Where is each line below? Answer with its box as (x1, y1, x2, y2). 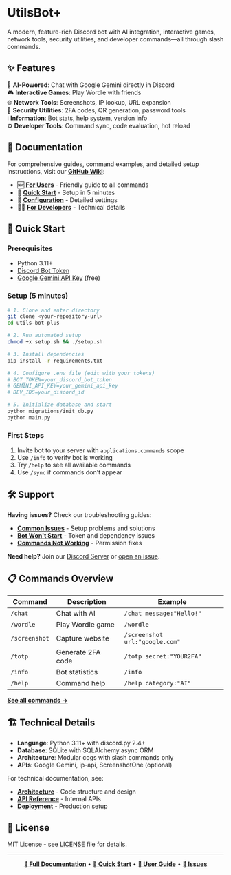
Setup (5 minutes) (7, 291, 69, 301)
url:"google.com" (124, 638, 181, 645)
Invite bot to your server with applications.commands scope (16, 446, 184, 454)
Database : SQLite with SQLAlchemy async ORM (16, 746, 154, 754)
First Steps (7, 430, 45, 440)
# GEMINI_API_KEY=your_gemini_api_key (7, 383, 118, 390)
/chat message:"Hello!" (124, 609, 202, 617)
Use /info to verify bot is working (16, 454, 113, 462)
